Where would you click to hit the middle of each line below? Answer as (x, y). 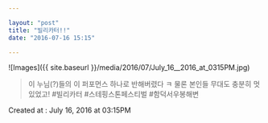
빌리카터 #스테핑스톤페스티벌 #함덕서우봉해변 (128, 94)
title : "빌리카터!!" (39, 30)
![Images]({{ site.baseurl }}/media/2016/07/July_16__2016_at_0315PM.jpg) (129, 68)
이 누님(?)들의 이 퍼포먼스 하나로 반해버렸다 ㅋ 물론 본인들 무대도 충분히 (140, 84)
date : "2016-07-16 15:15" (52, 38)
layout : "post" (34, 23)
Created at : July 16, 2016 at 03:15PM (70, 110)
